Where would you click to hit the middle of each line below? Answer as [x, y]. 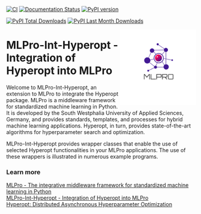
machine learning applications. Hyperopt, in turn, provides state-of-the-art [99, 126]
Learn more [23, 172]
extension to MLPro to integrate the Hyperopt [62, 94]
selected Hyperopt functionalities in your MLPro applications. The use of [96, 150]
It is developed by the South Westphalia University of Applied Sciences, [95, 113]
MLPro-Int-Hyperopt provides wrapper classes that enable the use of [92, 144]
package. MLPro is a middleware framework [61, 100]
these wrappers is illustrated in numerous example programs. [82, 156]
